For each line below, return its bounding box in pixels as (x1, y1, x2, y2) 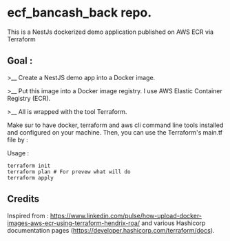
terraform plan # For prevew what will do (7, 168, 131, 175)
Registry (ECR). (7, 94, 51, 102)
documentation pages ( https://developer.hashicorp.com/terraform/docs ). (7, 226, 215, 234)
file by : (7, 135, 29, 144)
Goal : (7, 55, 33, 67)
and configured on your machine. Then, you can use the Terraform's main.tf (7, 128, 222, 136)
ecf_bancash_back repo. (7, 5, 152, 21)
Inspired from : (7, 211, 49, 220)
